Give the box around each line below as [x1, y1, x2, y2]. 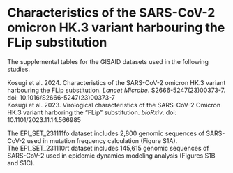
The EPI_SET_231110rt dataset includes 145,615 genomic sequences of [7, 144, 209, 152]
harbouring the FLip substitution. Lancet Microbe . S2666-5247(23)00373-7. [7, 86, 226, 94]
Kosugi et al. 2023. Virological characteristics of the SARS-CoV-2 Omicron [7, 100, 221, 109]
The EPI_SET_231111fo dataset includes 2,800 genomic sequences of [7, 129, 204, 137]
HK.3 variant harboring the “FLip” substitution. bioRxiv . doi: [7, 108, 177, 116]
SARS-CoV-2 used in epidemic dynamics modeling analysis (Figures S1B [7, 151, 216, 160]
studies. [7, 65, 30, 73]
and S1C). [7, 158, 35, 167]
